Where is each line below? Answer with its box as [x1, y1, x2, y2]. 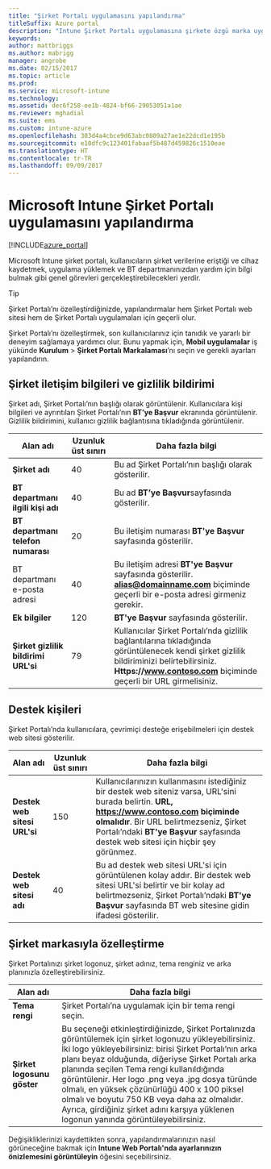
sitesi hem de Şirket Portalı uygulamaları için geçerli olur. [8, 313, 197, 322]
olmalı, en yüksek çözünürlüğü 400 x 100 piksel [61, 1084, 244, 1095]
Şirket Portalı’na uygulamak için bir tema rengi [61, 1000, 236, 1011]
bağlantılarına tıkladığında [114, 634, 211, 646]
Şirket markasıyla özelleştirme [8, 937, 165, 951]
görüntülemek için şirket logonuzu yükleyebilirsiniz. [61, 1033, 256, 1044]
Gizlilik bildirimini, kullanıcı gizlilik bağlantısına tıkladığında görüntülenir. [8, 416, 244, 426]
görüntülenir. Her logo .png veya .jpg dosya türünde [61, 1073, 257, 1084]
